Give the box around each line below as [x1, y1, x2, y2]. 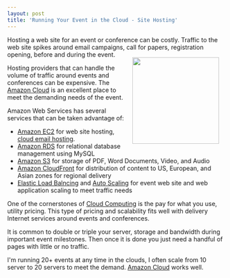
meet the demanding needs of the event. [7, 93, 123, 101]
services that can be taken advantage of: [7, 113, 125, 122]
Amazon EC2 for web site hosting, [17, 127, 115, 136]
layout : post [7, 10, 45, 17]
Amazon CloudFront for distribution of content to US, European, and [17, 164, 211, 172]
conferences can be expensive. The [7, 78, 109, 86]
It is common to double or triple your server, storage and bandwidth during [7, 228, 220, 236]
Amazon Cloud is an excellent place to [7, 86, 116, 94]
